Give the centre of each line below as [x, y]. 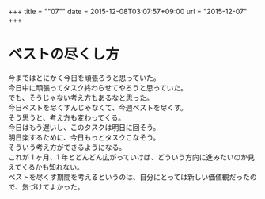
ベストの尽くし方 [64, 54]
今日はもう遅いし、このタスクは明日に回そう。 [84, 127]
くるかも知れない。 [53, 166]
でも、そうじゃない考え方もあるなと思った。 [81, 98]
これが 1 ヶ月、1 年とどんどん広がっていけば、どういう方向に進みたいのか [128, 157]
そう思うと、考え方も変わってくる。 [67, 117]
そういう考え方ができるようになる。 [67, 147]
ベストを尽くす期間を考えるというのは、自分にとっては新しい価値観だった [129, 177]
